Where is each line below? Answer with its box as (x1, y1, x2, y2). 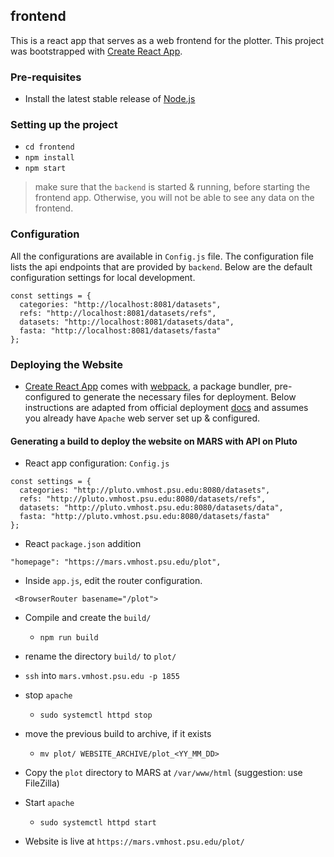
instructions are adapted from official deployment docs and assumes (24, 402, 309, 413)
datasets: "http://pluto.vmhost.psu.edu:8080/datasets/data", (19, 503, 284, 513)
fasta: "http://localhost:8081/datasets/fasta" (19, 325, 222, 336)
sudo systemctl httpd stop (39, 710, 153, 721)
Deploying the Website (10, 357, 123, 371)
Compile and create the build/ (24, 612, 152, 624)
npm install (24, 153, 75, 163)
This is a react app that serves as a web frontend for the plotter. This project (10, 34, 325, 46)
